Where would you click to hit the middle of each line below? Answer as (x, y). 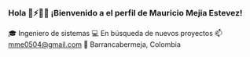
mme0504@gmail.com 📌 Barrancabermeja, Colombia (94, 45)
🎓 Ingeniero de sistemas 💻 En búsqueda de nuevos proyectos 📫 (115, 34)
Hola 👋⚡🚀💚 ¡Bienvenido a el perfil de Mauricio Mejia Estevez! (125, 12)
